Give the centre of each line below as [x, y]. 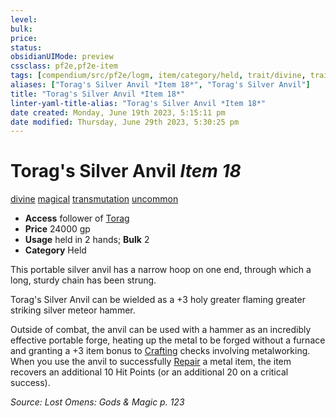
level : [24, 19]
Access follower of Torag [77, 218]
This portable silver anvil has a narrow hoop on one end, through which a [161, 270]
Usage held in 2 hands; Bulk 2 [87, 240]
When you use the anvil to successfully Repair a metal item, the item [151, 362]
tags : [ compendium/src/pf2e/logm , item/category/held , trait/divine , [158, 76]
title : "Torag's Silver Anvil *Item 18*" [98, 94]
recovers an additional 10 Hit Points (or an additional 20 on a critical [149, 372]
